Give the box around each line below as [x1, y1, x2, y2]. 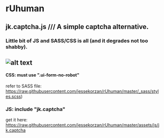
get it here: [5, 117, 27, 123]
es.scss [5, 94, 21, 100]
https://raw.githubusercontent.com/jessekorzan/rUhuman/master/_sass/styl [5, 88, 159, 94]
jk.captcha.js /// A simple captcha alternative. [5, 23, 149, 31]
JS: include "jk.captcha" [5, 106, 66, 113]
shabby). [5, 43, 27, 50]
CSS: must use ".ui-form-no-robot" [5, 72, 80, 78]
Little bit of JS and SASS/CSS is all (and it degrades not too [5, 37, 148, 44]
